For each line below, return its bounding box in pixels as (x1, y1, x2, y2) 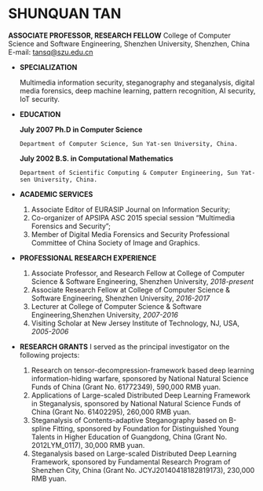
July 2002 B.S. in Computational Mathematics (19, 154, 174, 163)
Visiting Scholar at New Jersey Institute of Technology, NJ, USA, (31, 318, 240, 328)
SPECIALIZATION (19, 62, 78, 71)
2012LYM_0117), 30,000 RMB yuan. (31, 440, 145, 449)
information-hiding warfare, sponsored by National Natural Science (31, 373, 249, 383)
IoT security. (19, 94, 60, 104)
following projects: (19, 350, 80, 359)
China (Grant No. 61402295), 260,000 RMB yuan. (31, 407, 192, 416)
